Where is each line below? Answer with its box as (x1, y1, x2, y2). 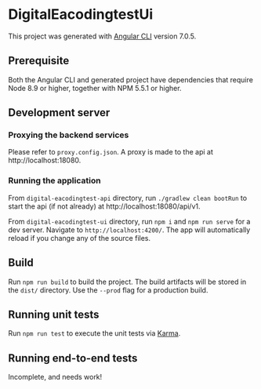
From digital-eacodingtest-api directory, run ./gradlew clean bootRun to (8, 193, 248, 202)
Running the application (8, 175, 101, 186)
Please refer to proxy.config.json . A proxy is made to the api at (8, 147, 213, 157)
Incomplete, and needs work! (8, 373, 103, 382)
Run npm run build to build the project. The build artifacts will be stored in (8, 277, 247, 286)
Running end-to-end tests (8, 351, 138, 365)
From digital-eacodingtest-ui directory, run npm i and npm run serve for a (8, 216, 251, 226)
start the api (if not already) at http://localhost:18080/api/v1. (8, 202, 201, 211)
